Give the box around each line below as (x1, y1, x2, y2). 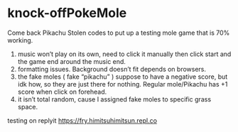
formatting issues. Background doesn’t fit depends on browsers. (17, 65, 207, 73)
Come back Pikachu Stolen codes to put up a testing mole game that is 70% (7, 28, 230, 37)
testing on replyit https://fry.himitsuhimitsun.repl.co (7, 116, 158, 125)
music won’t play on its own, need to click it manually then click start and (17, 50, 232, 58)
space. (17, 102, 38, 111)
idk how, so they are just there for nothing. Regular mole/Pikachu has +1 (17, 79, 228, 88)
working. (7, 35, 33, 44)
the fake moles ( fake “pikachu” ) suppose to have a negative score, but (17, 72, 228, 81)
